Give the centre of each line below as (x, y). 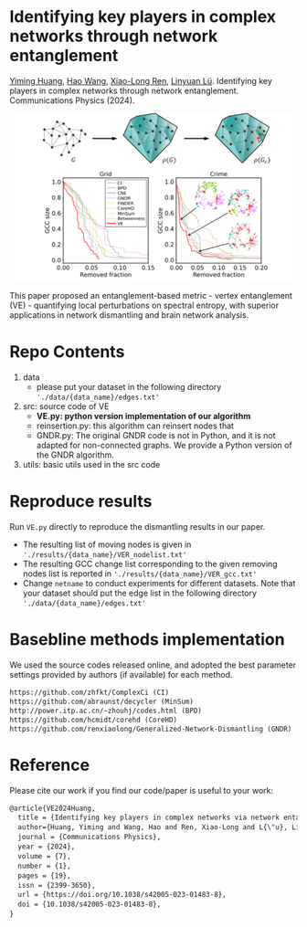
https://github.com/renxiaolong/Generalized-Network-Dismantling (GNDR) (151, 729)
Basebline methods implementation (147, 639)
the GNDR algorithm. (75, 455)
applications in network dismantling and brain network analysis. (129, 315)
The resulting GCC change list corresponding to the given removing (150, 564)
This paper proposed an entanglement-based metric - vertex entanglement (151, 295)
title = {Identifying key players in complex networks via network (149, 818)
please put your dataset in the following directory (129, 386)
